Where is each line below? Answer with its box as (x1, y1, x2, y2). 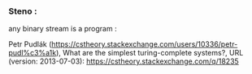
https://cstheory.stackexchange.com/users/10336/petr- (51, 39, 238, 49)
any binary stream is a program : (8, 24, 117, 34)
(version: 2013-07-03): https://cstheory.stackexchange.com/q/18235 (8, 56, 240, 66)
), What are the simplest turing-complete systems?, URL (55, 48, 244, 58)
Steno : (8, 6, 37, 17)
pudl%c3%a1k (8, 48, 57, 58)
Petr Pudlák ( (8, 39, 52, 49)
